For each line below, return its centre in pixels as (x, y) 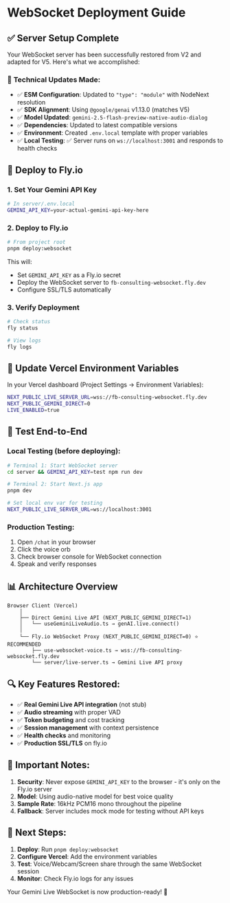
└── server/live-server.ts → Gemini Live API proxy (107, 663)
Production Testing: (41, 527)
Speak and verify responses (57, 564)
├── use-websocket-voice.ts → (75, 651)
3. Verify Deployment (44, 307)
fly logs (20, 347)
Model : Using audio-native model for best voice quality (95, 796)
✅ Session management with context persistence (88, 728)
